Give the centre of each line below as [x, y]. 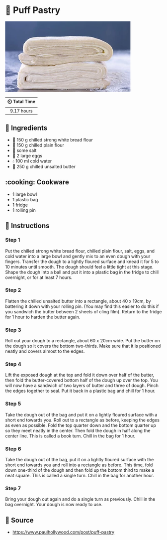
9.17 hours [21, 111]
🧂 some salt [24, 150]
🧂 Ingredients [26, 128]
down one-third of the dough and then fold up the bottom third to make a [80, 470]
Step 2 [13, 290]
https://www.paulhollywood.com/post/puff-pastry [63, 532]
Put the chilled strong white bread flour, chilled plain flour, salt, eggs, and [80, 251]
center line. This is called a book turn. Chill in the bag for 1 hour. [70, 436]
